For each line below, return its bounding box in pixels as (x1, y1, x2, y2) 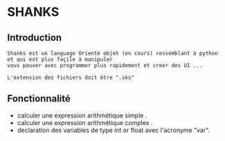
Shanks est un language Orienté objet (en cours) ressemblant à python (7, 50, 218, 57)
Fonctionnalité (7, 93, 71, 104)
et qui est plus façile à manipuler (7, 56, 113, 63)
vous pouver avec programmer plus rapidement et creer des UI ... (7, 62, 203, 69)
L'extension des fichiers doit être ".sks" (7, 74, 135, 81)
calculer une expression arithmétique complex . (17, 118, 153, 126)
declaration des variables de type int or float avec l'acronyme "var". (17, 126, 210, 134)
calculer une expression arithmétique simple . (17, 111, 147, 120)
